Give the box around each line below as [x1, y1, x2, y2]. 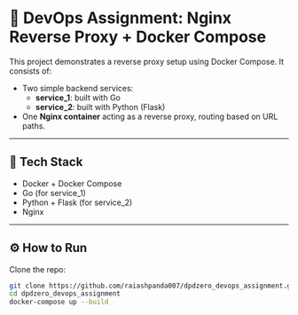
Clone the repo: [9, 264, 67, 274]
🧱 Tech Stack [9, 154, 83, 169]
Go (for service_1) [21, 187, 87, 198]
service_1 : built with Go [35, 92, 122, 103]
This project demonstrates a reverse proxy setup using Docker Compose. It [9, 56, 285, 67]
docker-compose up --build [9, 297, 109, 307]
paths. [21, 120, 46, 131]
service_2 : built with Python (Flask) [35, 101, 166, 112]
